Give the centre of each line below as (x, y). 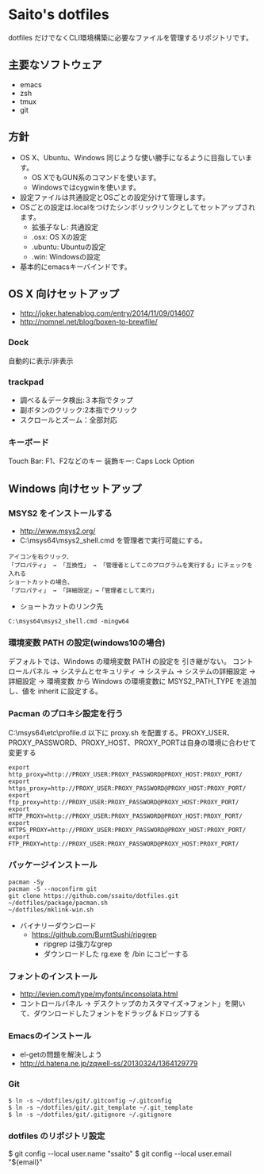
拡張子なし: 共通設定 (65, 227)
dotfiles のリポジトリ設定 (57, 1136)
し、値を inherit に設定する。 (55, 691)
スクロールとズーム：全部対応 (68, 420)
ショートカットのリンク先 (61, 606)
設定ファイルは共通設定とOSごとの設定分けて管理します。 (115, 197)
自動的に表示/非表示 (41, 361)
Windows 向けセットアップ (75, 488)
